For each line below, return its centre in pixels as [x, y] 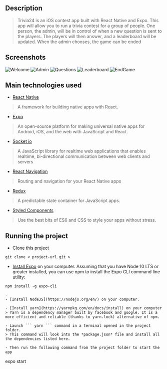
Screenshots [25, 57]
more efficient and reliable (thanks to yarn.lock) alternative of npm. [82, 317]
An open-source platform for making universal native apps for [81, 126]
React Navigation [30, 171]
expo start [16, 361]
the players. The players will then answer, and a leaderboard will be [87, 36]
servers [25, 162]
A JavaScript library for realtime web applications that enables [81, 151]
